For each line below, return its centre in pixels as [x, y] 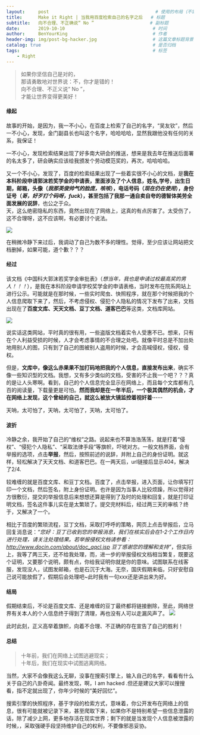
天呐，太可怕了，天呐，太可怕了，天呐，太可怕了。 [69, 411]
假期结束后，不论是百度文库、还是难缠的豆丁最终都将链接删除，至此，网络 [97, 606]
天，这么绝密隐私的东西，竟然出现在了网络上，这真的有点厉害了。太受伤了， [100, 210]
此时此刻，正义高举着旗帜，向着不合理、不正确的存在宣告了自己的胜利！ [95, 626]
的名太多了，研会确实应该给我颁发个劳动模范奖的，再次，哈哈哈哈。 [90, 160]
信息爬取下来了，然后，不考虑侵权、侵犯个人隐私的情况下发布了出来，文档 [102, 301]
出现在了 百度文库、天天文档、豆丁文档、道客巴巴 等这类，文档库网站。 [92, 309]
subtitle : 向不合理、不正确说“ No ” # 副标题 [87, 23]
